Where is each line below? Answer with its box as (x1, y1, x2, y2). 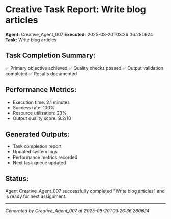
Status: (5, 174, 29, 183)
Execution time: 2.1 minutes (12, 99, 70, 105)
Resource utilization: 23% (12, 110, 67, 116)
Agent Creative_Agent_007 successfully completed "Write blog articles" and (5, 188, 165, 194)
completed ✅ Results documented (5, 70, 77, 77)
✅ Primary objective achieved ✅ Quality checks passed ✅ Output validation (5, 65, 164, 71)
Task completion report (12, 143, 62, 149)
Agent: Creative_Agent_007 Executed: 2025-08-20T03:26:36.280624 (5, 31, 153, 37)
